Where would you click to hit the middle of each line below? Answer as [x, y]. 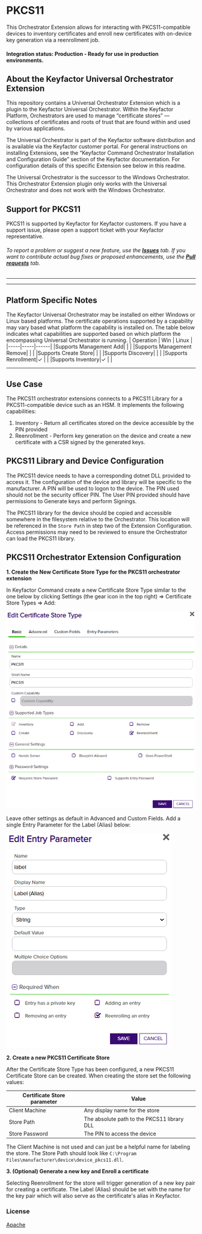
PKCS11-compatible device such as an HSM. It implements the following [95, 405]
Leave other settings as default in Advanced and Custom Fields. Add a [93, 818]
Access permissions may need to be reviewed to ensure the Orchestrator [97, 532]
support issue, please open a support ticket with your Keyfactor [85, 230]
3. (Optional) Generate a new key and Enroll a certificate [78, 1171]
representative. [25, 237]
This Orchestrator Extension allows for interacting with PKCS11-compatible [98, 27]
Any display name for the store [122, 1111]
